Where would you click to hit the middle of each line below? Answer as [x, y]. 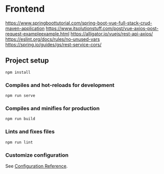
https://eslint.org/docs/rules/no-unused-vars [53, 39]
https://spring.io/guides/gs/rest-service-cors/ [53, 44]
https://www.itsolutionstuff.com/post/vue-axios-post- [102, 28]
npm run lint [19, 142]
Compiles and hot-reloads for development [60, 85]
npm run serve [20, 96]
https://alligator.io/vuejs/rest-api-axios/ [112, 34]
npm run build [20, 119]
